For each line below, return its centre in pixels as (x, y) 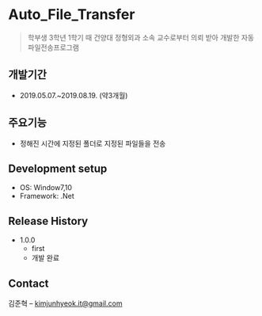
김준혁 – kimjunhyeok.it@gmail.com (65, 303)
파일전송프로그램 (53, 47)
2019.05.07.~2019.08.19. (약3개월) (74, 95)
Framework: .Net (47, 196)
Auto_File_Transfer (72, 15)
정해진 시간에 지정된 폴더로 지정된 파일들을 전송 (93, 143)
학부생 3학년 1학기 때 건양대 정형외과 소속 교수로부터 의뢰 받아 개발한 (133, 37)
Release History (48, 221)
